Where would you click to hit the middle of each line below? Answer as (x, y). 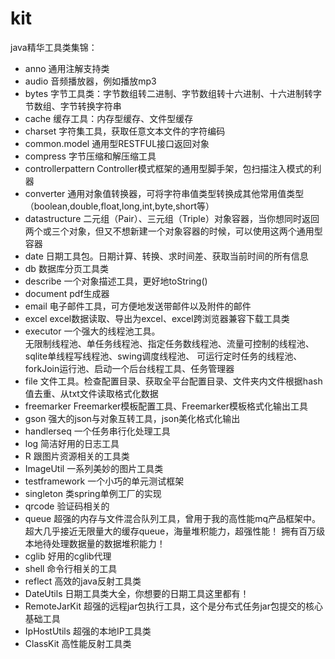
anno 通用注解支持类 (67, 68)
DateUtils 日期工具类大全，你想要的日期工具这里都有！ (137, 593)
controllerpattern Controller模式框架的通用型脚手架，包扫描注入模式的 (168, 168)
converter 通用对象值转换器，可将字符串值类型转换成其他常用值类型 (164, 193)
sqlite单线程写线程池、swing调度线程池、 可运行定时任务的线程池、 (163, 356)
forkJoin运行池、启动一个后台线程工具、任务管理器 (129, 368)
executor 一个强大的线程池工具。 (92, 331)
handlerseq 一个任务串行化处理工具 (97, 431)
